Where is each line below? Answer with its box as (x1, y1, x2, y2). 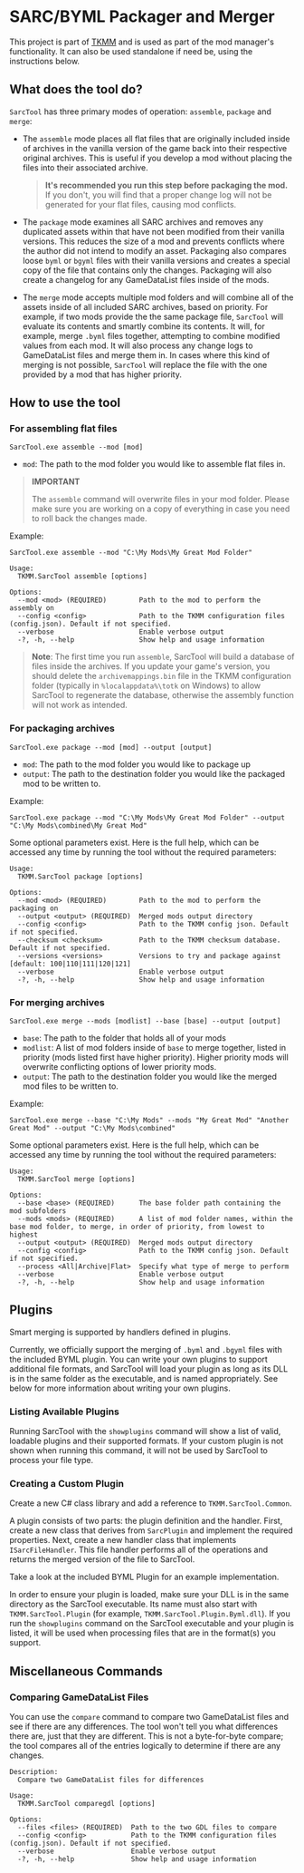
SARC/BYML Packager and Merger (9, 6, 275, 27)
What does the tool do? (9, 82, 143, 97)
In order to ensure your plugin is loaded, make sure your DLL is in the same (9, 1589, 290, 1600)
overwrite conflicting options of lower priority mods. (22, 1062, 217, 1072)
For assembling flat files (9, 422, 118, 435)
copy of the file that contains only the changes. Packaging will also (22, 265, 272, 276)
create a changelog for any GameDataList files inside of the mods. (22, 274, 270, 285)
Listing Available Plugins (9, 1405, 119, 1418)
